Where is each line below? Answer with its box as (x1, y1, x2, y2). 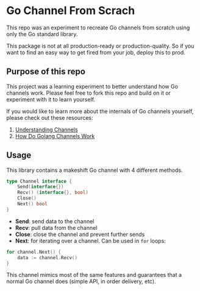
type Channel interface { (6, 178, 72, 184)
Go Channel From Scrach (6, 4, 135, 18)
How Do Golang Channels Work (15, 132, 95, 139)
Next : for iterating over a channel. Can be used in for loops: (15, 237, 166, 245)
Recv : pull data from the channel (15, 224, 98, 231)
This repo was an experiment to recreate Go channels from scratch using (6, 24, 190, 31)
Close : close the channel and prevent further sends (15, 230, 145, 238)
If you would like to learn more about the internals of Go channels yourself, (6, 108, 194, 115)
